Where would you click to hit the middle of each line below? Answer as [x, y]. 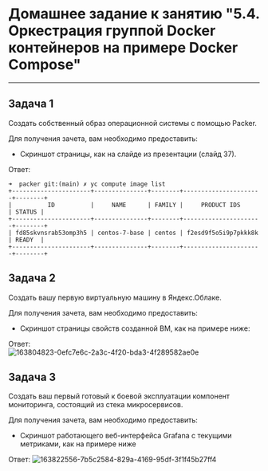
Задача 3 [32, 377]
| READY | [26, 240]
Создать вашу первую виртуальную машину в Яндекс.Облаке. [115, 297]
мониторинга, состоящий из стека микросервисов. [96, 405]
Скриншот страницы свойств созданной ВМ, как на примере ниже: [135, 328]
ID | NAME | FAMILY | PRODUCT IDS [144, 205]
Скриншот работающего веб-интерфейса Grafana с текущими [126, 436]
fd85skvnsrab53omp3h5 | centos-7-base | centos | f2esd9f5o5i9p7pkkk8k [137, 233]
